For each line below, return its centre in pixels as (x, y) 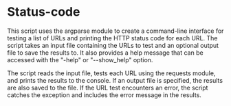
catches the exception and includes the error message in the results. (104, 95)
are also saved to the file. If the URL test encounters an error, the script (108, 88)
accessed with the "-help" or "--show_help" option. (80, 59)
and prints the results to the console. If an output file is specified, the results (115, 80)
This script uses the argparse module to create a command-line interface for (115, 31)
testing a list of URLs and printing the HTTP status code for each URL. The (112, 38)
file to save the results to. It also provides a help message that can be (106, 53)
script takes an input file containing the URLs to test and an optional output (113, 45)
